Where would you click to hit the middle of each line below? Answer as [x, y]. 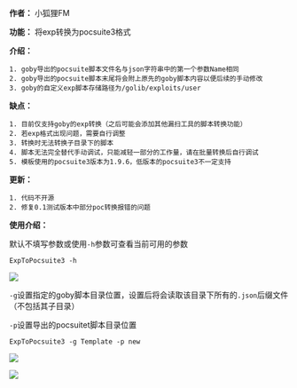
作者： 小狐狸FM [39, 13]
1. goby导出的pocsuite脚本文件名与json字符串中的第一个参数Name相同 [124, 69]
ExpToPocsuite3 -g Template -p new [75, 342]
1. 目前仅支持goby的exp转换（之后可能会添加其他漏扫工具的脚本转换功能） [128, 124]
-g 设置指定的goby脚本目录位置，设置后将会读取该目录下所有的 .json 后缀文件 [149, 295]
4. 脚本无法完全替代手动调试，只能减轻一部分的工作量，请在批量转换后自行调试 [134, 153]
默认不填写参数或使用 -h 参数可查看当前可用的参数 [99, 244]
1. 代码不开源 [32, 198]
